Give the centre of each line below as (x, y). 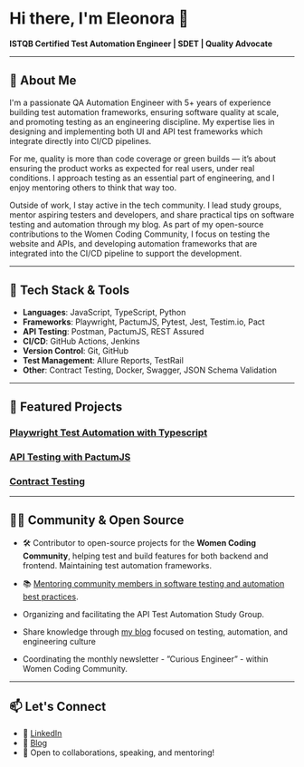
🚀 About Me (43, 81)
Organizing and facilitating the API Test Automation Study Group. (143, 614)
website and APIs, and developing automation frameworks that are (133, 243)
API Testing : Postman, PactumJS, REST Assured (113, 331)
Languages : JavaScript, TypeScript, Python (104, 312)
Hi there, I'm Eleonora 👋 (99, 19)
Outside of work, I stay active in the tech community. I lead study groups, (146, 205)
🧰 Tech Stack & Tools (69, 291)
